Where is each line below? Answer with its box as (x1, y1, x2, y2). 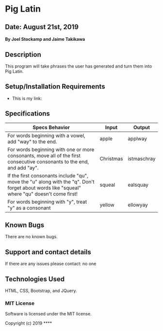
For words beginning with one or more (7, 146, 95, 153)
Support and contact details (5, 248, 91, 256)
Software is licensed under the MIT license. (5, 311, 92, 317)
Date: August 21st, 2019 (5, 23, 79, 31)
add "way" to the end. (7, 138, 57, 145)
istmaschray (128, 155, 156, 162)
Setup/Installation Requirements (5, 83, 105, 91)
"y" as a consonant (7, 204, 51, 211)
